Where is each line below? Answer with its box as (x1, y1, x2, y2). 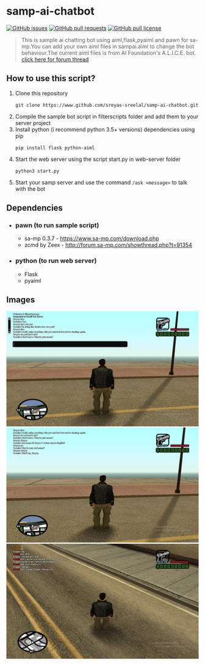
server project (15, 119, 51, 126)
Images (6, 294, 35, 305)
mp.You (21, 43, 41, 50)
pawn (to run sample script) (15, 221, 99, 230)
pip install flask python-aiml (15, 144, 95, 151)
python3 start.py (15, 168, 60, 174)
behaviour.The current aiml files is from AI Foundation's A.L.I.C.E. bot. (21, 49, 196, 56)
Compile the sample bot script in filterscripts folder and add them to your (15, 113, 199, 120)
